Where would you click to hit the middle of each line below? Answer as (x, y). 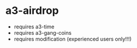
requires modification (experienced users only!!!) (73, 39)
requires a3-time (34, 27)
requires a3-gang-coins (42, 32)
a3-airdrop (32, 11)
